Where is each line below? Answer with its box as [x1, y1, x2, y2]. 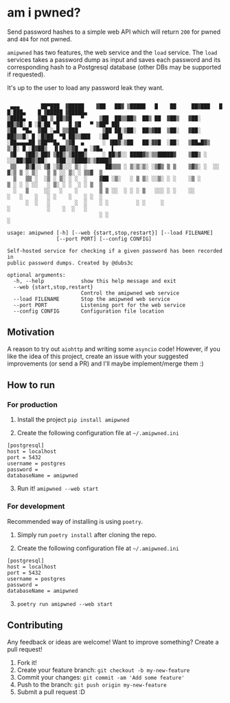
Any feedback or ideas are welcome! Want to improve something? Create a [7, 638, 219, 646]
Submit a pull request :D [16, 687, 86, 696]
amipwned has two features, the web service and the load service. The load [7, 48, 218, 56]
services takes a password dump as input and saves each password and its [7, 55, 221, 63]
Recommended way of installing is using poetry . [7, 517, 143, 525]
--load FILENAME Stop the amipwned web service [13, 295, 170, 302]
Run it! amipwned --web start [16, 484, 99, 493]
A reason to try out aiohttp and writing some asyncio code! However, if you [7, 344, 221, 353]
